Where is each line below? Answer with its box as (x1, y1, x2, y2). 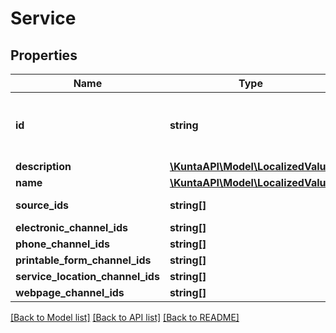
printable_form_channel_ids (15, 253, 152, 267)
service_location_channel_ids (15, 270, 160, 283)
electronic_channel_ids (15, 221, 128, 234)
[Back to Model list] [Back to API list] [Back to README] (10, 312, 240, 323)
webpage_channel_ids (15, 286, 125, 299)
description (15, 160, 72, 173)
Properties (10, 47, 78, 64)
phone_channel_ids (15, 237, 110, 251)
